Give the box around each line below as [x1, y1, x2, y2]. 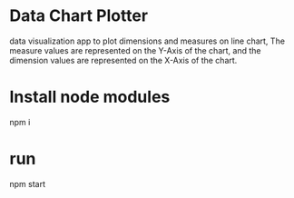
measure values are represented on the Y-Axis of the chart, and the [9, 45, 261, 55]
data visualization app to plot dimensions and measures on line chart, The [9, 35, 286, 46]
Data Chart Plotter [9, 5, 148, 26]
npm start [9, 178, 46, 189]
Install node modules [9, 87, 171, 107]
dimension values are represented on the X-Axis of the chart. [9, 54, 238, 65]
